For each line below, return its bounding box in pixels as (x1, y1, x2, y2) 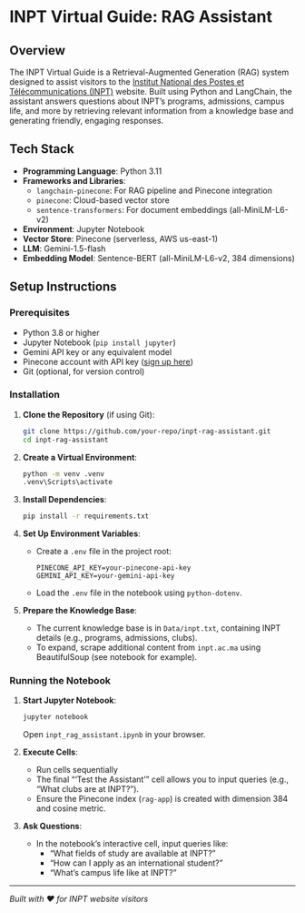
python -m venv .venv (22, 469, 104, 479)
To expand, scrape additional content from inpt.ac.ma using (35, 642, 261, 653)
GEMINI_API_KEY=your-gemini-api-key (35, 572, 175, 581)
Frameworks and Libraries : (22, 175, 126, 186)
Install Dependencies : (22, 494, 107, 505)
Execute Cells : (22, 746, 79, 757)
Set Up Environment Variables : (22, 528, 141, 539)
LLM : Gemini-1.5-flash (22, 243, 106, 254)
